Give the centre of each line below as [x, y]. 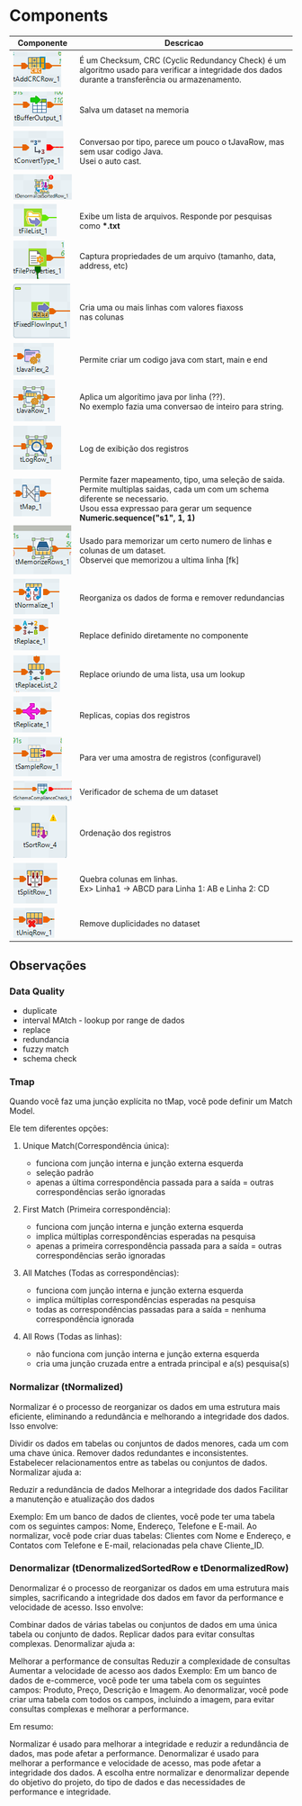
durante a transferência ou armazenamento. [160, 80]
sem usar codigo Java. [121, 151]
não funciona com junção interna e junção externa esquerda [147, 1354]
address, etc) [104, 266]
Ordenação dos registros [125, 833]
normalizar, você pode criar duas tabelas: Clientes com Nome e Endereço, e [151, 1535]
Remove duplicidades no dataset [140, 924]
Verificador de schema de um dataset [149, 792]
